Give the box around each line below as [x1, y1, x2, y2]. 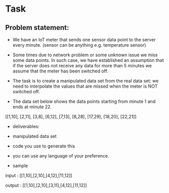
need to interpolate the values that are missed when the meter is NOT [12, 83, 158, 89]
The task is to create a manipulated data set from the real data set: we [12, 78, 159, 84]
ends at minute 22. [12, 104, 52, 109]
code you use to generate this [12, 143, 75, 149]
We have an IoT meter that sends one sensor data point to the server [12, 36, 156, 43]
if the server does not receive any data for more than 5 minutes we [12, 63, 152, 68]
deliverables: [12, 124, 39, 129]
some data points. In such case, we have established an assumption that [12, 57, 164, 63]
